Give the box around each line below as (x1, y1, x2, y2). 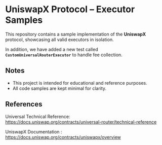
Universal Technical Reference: (5, 113, 70, 120)
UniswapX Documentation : (5, 128, 62, 135)
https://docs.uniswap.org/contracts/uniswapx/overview (5, 134, 121, 140)
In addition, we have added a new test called (5, 46, 98, 52)
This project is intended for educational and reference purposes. (12, 80, 148, 86)
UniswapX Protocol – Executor (5, 4, 135, 15)
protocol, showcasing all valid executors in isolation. (5, 37, 114, 43)
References (5, 100, 43, 108)
